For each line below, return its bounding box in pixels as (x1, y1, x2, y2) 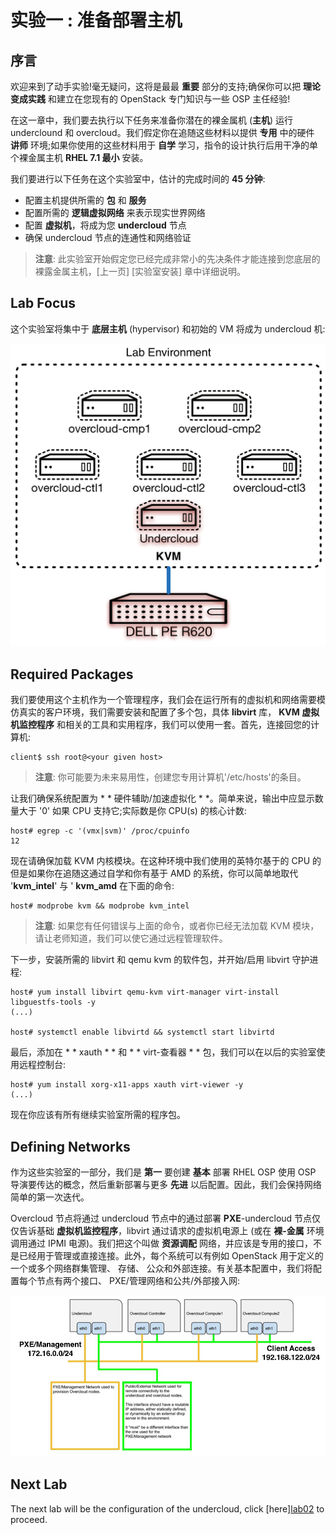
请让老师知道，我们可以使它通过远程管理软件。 (34, 932, 228, 945)
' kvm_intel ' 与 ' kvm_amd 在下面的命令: (10, 880, 175, 892)
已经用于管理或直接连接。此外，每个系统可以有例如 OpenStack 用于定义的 (18, 1250, 324, 1262)
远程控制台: (18, 1059, 67, 1071)
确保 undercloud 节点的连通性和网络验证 (24, 232, 192, 243)
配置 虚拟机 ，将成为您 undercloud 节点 (24, 219, 187, 231)
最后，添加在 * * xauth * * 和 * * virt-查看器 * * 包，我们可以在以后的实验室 (10, 1046, 317, 1058)
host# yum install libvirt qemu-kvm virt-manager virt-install (10, 987, 280, 998)
